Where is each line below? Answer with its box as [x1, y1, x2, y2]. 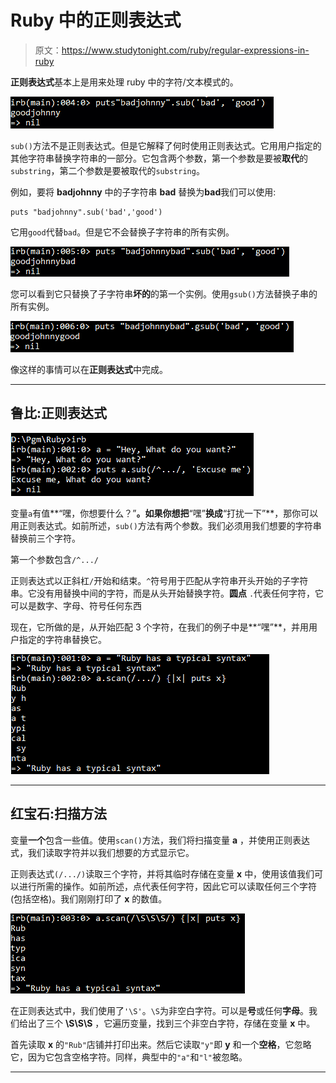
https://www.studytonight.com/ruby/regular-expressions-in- [61, 44, 310, 56]
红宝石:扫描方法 [10, 806, 108, 823]
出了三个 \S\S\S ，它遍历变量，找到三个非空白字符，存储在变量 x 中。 [27, 1017, 316, 1029]
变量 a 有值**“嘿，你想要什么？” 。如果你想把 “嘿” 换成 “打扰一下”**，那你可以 [10, 507, 319, 519]
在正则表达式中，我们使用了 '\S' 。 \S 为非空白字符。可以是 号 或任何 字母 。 [10, 1004, 309, 1016]
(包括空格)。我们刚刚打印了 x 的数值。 [10, 892, 168, 905]
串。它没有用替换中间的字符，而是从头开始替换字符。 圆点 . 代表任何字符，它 [10, 587, 325, 599]
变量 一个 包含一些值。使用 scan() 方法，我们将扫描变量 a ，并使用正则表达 [10, 834, 310, 846]
